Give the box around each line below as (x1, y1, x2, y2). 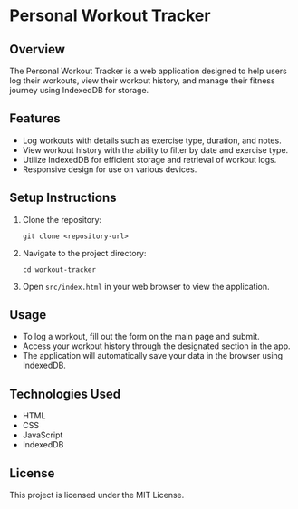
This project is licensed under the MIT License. (9, 490, 185, 501)
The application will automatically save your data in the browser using (22, 351, 284, 361)
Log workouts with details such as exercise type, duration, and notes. (22, 135, 283, 146)
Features (9, 110, 61, 127)
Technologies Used (9, 386, 120, 401)
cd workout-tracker (22, 264, 97, 274)
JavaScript (22, 429, 63, 440)
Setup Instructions (9, 190, 117, 206)
